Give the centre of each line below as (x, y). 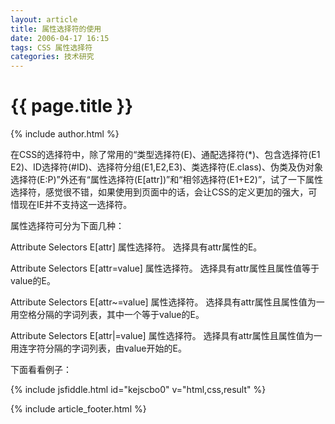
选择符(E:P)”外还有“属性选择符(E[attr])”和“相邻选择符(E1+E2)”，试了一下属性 (167, 180)
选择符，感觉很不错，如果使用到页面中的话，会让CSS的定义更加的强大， (159, 192)
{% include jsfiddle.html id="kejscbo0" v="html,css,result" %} (138, 390)
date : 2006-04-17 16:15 (60, 38)
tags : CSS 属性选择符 (51, 47)
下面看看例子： (41, 370)
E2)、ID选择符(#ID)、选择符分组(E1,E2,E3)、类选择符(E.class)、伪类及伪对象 (166, 167)
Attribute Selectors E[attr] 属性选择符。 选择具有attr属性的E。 (136, 247)
